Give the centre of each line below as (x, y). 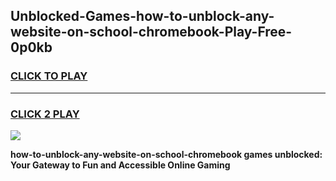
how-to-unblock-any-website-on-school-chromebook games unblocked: (166, 154)
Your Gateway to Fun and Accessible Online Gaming (120, 165)
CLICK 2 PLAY (45, 114)
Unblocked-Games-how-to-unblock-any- (142, 16)
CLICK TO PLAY (49, 76)
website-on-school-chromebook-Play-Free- (151, 32)
